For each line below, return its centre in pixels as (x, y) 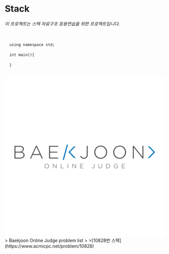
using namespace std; (32, 45)
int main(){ (22, 55)
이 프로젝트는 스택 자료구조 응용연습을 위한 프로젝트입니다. (62, 24)
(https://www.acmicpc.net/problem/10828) (49, 246)
